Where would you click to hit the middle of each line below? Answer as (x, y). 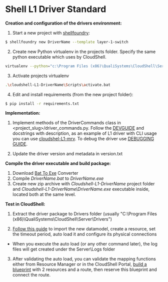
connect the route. (31, 275)
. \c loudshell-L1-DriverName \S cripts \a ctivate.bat (58, 85)
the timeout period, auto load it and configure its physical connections (84, 234)
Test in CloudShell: (25, 204)
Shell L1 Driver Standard (56, 9)
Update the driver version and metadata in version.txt (67, 154)
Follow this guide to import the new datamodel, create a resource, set (84, 229)
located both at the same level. (44, 194)
